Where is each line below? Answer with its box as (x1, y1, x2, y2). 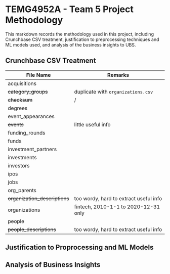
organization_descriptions (8, 195, 69, 202)
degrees (8, 105, 28, 112)
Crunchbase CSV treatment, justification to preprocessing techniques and (5, 36, 159, 42)
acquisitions (8, 80, 37, 87)
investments (8, 154, 37, 161)
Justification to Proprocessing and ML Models (5, 243, 154, 252)
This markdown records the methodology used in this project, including (5, 31, 154, 37)
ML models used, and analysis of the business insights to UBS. (5, 41, 136, 48)
